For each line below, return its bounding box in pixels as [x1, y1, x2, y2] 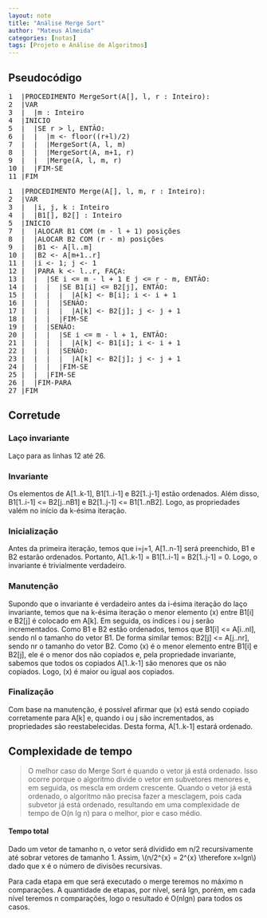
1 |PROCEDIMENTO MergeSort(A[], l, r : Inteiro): [8, 92, 210, 100]
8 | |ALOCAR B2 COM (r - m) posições [8, 234, 164, 243]
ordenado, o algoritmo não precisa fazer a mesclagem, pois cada [27, 791, 242, 801]
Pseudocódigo [8, 71, 82, 85]
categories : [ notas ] [8, 33, 77, 42]
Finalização [8, 687, 54, 698]
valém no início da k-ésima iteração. [8, 506, 128, 515]
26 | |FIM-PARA [8, 378, 72, 387]
